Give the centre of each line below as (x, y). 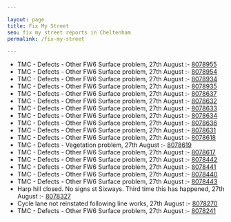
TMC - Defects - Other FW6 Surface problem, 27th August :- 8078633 (117, 108)
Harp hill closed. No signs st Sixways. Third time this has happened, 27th (121, 189)
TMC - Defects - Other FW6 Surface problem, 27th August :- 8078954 (117, 72)
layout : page (26, 19)
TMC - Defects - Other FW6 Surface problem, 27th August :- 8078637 (117, 94)
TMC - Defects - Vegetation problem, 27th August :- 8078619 (104, 145)
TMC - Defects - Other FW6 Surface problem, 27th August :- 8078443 (117, 182)
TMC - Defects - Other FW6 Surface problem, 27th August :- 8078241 (116, 211)
